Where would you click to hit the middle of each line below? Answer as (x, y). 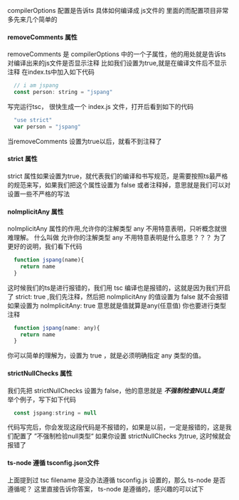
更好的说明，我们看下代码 (45, 246)
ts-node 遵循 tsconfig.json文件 (53, 463)
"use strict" (33, 120)
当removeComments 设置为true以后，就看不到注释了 (85, 141)
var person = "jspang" (47, 127)
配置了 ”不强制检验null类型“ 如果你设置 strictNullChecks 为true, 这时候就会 (122, 436)
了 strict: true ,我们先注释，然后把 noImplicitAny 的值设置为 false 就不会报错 (118, 296)
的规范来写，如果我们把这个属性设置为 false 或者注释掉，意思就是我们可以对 (119, 184)
